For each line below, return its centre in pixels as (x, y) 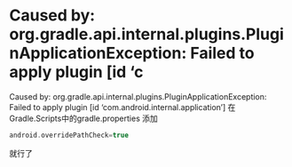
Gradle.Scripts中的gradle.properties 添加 (83, 118)
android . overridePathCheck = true (69, 135)
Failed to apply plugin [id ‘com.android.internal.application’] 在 (122, 107)
